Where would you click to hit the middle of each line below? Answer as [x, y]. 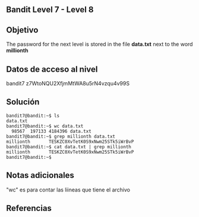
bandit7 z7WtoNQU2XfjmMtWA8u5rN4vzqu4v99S [68, 84]
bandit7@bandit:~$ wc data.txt [45, 126]
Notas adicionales [40, 175]
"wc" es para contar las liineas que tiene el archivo [68, 190]
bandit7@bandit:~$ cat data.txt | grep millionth [69, 147]
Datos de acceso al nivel [52, 69]
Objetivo [22, 30]
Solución [23, 102]
